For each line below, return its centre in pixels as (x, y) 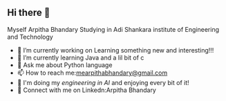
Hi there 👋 (29, 13)
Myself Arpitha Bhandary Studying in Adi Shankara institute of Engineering (113, 29)
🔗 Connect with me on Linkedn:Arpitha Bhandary (87, 90)
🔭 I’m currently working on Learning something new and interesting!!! (115, 50)
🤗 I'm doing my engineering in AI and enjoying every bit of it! (103, 82)
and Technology (30, 37)
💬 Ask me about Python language (65, 65)
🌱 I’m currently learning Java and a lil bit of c (81, 57)
